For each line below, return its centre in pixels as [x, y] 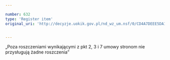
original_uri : [20, 24]
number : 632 [18, 14]
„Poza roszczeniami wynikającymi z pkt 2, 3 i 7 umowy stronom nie [75, 47]
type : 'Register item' [29, 19]
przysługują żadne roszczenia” [37, 52]
